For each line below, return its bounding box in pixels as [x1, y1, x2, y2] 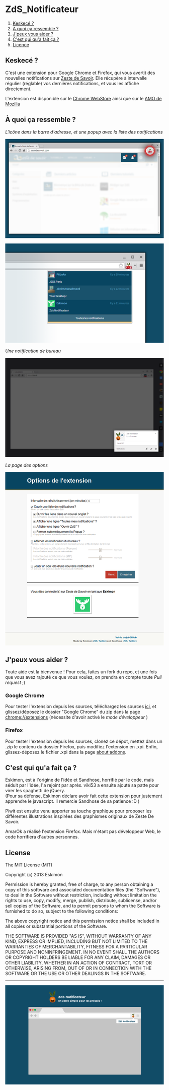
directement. [5, 86, 32, 92]
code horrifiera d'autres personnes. [5, 834, 79, 840]
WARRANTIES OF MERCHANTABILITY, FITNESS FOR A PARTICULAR [5, 944, 147, 950]
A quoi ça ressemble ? [12, 25, 59, 31]
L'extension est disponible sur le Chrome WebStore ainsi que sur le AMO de [5, 95, 162, 101]
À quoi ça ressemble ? [5, 115, 76, 124]
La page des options [5, 462, 48, 468]
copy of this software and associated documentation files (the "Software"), [5, 887, 161, 893]
